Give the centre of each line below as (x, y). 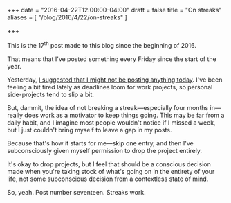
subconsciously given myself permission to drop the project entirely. (105, 150)
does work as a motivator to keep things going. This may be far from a (124, 115)
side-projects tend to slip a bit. (51, 94)
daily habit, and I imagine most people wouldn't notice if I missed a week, (111, 122)
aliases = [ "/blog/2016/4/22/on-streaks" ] (67, 17)
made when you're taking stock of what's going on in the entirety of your (111, 171)
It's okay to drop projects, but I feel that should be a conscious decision (109, 164)
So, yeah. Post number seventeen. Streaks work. (77, 192)
